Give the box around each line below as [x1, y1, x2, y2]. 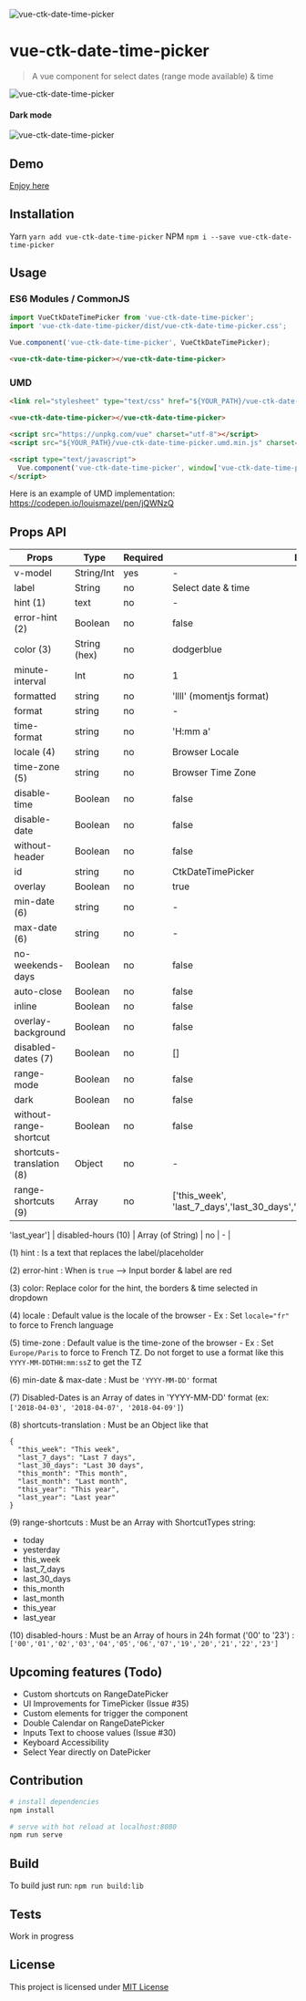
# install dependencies [9, 1797, 100, 1806]
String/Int [74, 566, 115, 579]
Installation [9, 206, 75, 223]
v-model [14, 566, 52, 579]
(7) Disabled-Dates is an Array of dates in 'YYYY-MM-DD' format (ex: [9, 1392, 270, 1404]
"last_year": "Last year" [17, 1493, 117, 1502]
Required [122, 552, 164, 565]
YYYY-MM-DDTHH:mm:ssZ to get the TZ [9, 1357, 142, 1368]
